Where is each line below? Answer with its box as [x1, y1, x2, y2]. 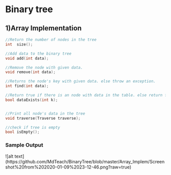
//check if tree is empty [5, 125, 60, 130]
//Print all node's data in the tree [5, 111, 85, 116]
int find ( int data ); [5, 84, 49, 89]
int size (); [5, 42, 33, 47]
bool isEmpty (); [5, 129, 40, 135]
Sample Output [5, 142, 43, 149]
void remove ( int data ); [5, 69, 56, 75]
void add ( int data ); [5, 56, 49, 61]
